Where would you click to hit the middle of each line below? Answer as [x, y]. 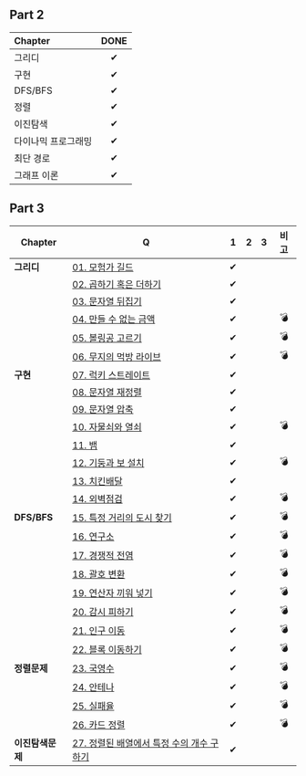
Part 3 [27, 209]
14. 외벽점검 [97, 499]
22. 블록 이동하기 [107, 650]
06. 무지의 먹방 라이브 [117, 357]
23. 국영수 [93, 668]
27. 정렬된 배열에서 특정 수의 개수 [140, 743]
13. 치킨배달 [97, 481]
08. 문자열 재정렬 [107, 392]
